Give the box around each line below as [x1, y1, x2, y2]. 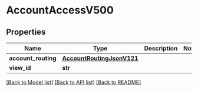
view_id [9, 64, 31, 72]
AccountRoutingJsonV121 [62, 54, 138, 62]
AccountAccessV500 [6, 4, 114, 17]
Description [144, 45, 178, 52]
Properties [6, 27, 46, 37]
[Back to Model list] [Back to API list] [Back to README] [6, 79, 141, 86]
